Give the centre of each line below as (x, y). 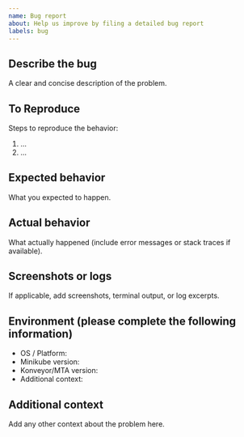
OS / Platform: (43, 354)
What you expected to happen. (60, 197)
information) (40, 334)
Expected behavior (57, 178)
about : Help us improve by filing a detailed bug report (106, 23)
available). (25, 251)
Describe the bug (53, 64)
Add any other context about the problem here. (87, 424)
